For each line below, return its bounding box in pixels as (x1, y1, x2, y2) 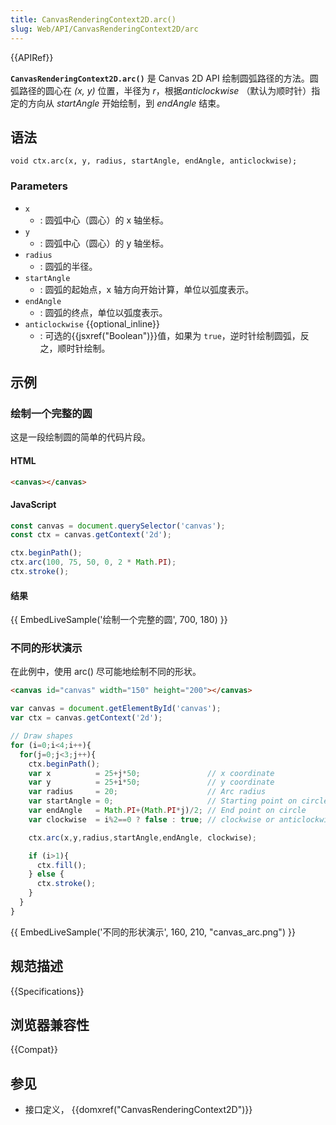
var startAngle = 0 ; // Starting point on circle (28, 796, 329, 806)
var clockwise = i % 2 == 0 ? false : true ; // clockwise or (28, 814, 275, 825)
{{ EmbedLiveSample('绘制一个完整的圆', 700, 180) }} (10, 614, 228, 626)
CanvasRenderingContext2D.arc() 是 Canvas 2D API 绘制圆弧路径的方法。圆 (10, 72, 319, 84)
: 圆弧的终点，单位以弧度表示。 (39, 306, 168, 318)
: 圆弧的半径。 (39, 260, 98, 272)
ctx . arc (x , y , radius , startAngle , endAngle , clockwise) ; (28, 832, 257, 843)
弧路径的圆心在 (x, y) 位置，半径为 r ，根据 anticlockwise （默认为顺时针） (10, 84, 312, 96)
